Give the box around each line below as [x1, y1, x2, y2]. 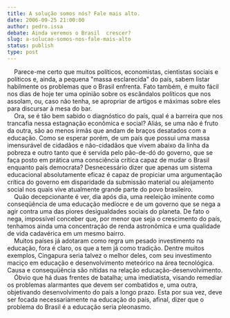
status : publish [7, 42, 54, 49]
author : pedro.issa [7, 23, 64, 30]
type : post [7, 49, 39, 56]
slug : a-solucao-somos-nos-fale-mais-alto [7, 36, 131, 43]
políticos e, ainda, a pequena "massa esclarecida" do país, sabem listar [7, 75, 210, 83]
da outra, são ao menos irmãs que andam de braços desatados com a [7, 126, 207, 135]
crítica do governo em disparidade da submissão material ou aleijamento [7, 178, 214, 186]
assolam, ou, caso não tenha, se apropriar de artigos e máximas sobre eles [7, 97, 221, 105]
